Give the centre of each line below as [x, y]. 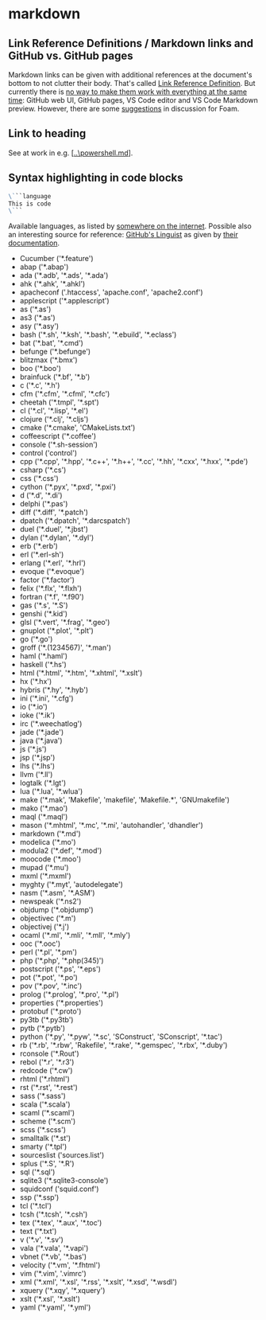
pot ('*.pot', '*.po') [48, 978]
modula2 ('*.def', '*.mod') [61, 851]
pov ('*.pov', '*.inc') [51, 986]
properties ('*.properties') [61, 1003]
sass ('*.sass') [42, 1096]
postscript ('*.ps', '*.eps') [60, 969]
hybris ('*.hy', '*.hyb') [54, 690]
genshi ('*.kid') [44, 614]
